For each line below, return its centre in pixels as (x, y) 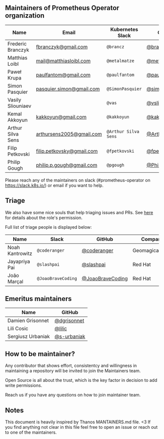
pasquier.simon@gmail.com (68, 89)
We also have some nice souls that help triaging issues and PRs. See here (79, 212)
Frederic (17, 43)
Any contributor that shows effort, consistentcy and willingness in (71, 366)
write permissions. (24, 385)
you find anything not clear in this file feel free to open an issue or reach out (81, 427)
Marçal (15, 281)
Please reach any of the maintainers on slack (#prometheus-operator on (78, 180)
